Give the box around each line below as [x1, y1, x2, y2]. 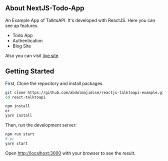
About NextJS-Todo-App [5, 4, 84, 12]
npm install [5, 103, 30, 109]
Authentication [12, 37, 43, 43]
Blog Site [12, 42, 31, 49]
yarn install [5, 113, 32, 118]
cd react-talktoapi [5, 94, 46, 99]
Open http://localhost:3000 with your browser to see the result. [5, 150, 136, 156]
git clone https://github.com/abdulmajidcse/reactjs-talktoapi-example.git [5, 90, 166, 95]
